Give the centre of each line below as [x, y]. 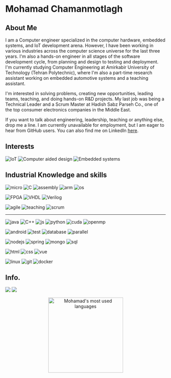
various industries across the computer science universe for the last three [83, 51]
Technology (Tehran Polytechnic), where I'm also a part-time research [79, 73]
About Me [21, 28]
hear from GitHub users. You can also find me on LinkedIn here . [72, 130]
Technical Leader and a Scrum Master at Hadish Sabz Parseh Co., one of [82, 104]
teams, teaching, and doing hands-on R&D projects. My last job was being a [85, 99]
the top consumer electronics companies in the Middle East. [68, 110]
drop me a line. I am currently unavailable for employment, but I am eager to [85, 125]
